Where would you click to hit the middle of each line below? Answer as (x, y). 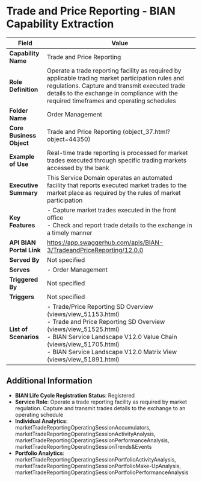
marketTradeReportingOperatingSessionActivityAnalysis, (85, 434)
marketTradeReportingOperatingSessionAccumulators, (83, 427)
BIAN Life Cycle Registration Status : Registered (75, 395)
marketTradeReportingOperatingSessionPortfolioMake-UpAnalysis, (98, 466)
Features (22, 225)
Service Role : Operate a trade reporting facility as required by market (101, 402)
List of (19, 329)
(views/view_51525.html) (84, 329)
